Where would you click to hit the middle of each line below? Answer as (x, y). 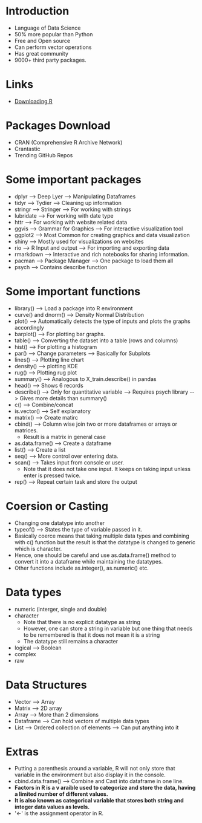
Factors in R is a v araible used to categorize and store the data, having (105, 788)
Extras (22, 752)
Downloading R (33, 101)
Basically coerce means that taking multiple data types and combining (102, 536)
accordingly (29, 327)
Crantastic (27, 149)
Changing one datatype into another (60, 523)
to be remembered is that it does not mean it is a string (92, 635)
